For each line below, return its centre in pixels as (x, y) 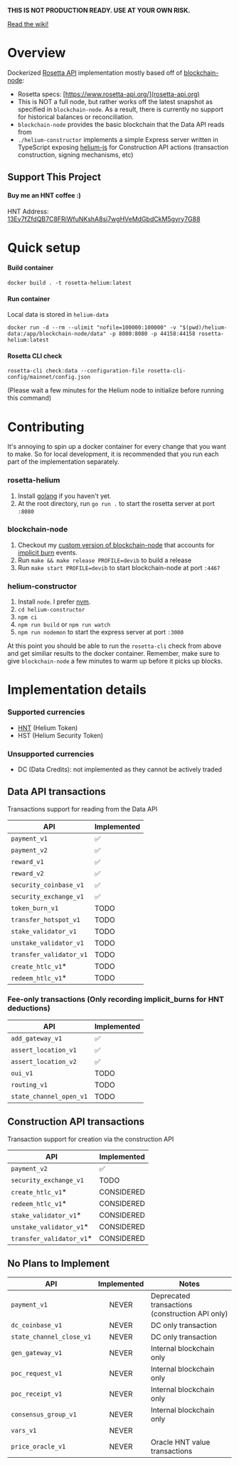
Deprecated (170, 1296)
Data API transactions (57, 792)
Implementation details (77, 690)
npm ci (27, 618)
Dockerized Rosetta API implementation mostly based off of (95, 72)
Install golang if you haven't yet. (64, 496)
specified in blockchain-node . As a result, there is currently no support (121, 109)
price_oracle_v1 (38, 1446)
